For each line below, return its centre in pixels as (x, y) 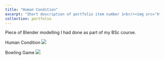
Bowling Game (20, 53)
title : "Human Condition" (31, 10)
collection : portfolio (28, 19)
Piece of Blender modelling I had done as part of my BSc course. (70, 33)
